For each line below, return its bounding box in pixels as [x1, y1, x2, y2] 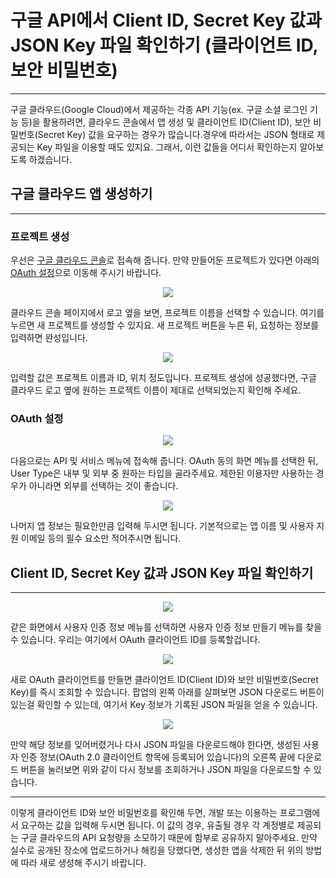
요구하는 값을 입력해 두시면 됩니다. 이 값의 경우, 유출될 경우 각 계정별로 [20, 819, 295, 831]
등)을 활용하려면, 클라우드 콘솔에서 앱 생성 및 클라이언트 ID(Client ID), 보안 [20, 116, 312, 128]
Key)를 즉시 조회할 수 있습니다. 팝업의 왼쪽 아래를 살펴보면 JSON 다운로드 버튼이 [10, 686, 325, 698]
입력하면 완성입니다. [10, 332, 88, 344]
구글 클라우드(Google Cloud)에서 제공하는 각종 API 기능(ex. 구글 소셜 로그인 [10, 103, 308, 115]
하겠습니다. [28, 153, 73, 165]
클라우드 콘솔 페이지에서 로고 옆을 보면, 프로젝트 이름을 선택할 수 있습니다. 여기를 [10, 307, 325, 319]
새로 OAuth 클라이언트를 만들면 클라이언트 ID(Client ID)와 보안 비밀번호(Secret [10, 674, 319, 686]
